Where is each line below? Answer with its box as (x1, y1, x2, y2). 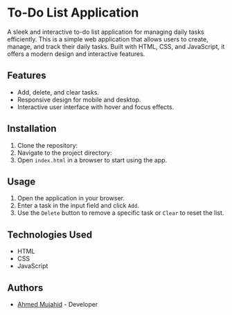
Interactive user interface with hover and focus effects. (17, 102, 175, 111)
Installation (7, 123, 57, 135)
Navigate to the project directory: (17, 149, 112, 157)
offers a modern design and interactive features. (7, 50, 145, 58)
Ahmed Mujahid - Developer (17, 300, 98, 308)
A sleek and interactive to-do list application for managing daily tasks (7, 28, 204, 36)
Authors (7, 282, 44, 294)
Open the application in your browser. (17, 194, 125, 202)
